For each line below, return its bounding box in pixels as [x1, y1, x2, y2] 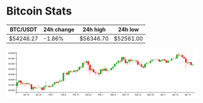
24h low [117, 26, 139, 33]
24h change [43, 26, 75, 33]
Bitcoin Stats [6, 4, 72, 18]
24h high [82, 26, 106, 33]
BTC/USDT [10, 26, 38, 33]
